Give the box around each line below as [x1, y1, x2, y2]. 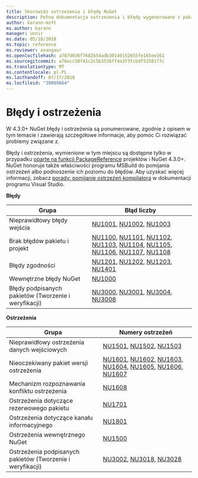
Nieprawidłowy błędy [9, 216, 68, 224]
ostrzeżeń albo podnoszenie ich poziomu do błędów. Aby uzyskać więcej [6, 168, 184, 175]
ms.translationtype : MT [6, 63, 65, 70]
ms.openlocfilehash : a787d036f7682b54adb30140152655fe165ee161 [6, 53, 165, 59]
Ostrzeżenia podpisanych [9, 447, 80, 456]
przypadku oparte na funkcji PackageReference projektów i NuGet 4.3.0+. [6, 155, 186, 163]
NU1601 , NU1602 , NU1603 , [103, 355, 184, 363]
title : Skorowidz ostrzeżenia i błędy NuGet [6, 8, 117, 15]
